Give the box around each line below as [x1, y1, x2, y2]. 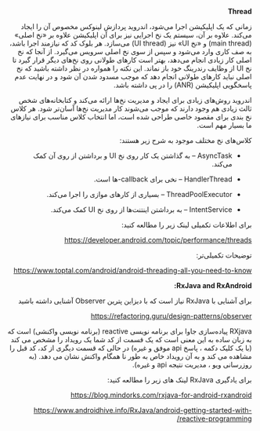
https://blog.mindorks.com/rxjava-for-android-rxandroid [70, 390, 252, 400]
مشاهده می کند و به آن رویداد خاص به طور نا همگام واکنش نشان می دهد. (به [28, 352, 252, 360]
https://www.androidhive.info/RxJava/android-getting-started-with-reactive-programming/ [33, 406, 252, 423]
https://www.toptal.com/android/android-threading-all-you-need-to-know [13, 266, 252, 275]
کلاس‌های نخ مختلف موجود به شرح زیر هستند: [119, 136, 252, 144]
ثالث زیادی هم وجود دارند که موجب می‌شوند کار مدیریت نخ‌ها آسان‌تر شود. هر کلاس [10, 104, 252, 113]
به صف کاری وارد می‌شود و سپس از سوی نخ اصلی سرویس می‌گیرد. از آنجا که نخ [17, 47, 252, 56]
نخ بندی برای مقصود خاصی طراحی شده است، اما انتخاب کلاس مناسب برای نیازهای [9, 112, 252, 121]
